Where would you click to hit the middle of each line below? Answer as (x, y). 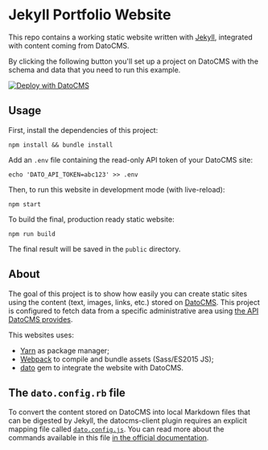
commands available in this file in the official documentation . (109, 438)
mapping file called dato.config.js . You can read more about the (116, 429)
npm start (25, 204)
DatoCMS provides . (41, 319)
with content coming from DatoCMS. (69, 45)
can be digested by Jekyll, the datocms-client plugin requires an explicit (128, 421)
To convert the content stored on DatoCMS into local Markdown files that (130, 412)
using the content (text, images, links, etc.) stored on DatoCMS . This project (134, 302)
